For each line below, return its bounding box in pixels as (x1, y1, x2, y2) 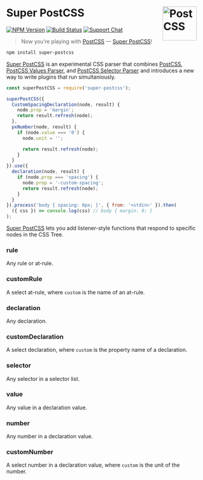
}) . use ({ (6, 163, 28, 169)
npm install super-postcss (6, 49, 74, 56)
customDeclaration (6, 332, 64, 341)
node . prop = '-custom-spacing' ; (22, 180, 104, 186)
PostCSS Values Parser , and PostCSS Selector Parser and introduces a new (6, 66, 195, 74)
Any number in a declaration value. (6, 433, 93, 440)
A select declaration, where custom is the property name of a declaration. (6, 346, 188, 354)
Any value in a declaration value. (6, 404, 88, 411)
